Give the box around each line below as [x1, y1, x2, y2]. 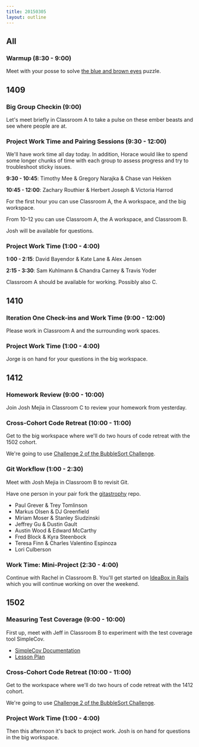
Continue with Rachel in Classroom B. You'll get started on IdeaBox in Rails [6, 574, 189, 581]
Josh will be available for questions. [6, 227, 94, 235]
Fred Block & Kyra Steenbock [14, 533, 87, 540]
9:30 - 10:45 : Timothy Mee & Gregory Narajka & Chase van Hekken [6, 175, 172, 182]
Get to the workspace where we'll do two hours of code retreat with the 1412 [6, 682, 193, 689]
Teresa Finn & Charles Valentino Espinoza [14, 539, 117, 547]
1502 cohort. [6, 439, 37, 446]
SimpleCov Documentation [14, 647, 81, 654]
